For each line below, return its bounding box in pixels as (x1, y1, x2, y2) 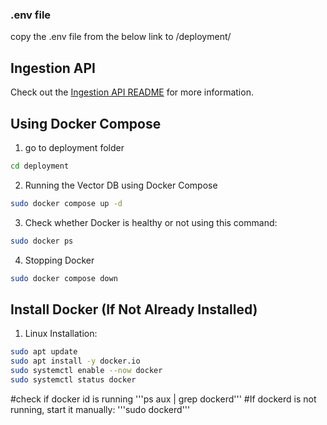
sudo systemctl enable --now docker (10, 365, 163, 375)
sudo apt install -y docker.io (10, 356, 141, 367)
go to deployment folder (24, 141, 125, 153)
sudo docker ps (10, 236, 74, 246)
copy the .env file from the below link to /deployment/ (10, 31, 232, 43)
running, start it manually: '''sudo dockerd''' (10, 403, 191, 415)
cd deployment (10, 161, 70, 171)
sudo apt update (10, 347, 78, 357)
